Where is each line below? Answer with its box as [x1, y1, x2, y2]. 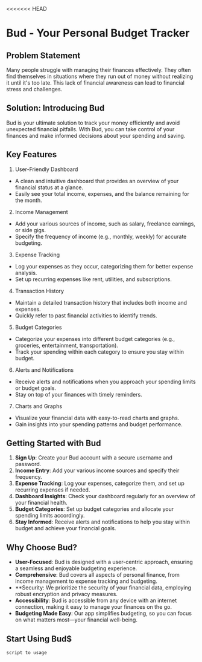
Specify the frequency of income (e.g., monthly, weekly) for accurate [14, 233, 187, 240]
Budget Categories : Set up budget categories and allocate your [14, 505, 174, 513]
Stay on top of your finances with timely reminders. [14, 391, 143, 398]
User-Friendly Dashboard [14, 166, 78, 173]
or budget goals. [14, 384, 56, 392]
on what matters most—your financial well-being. [14, 616, 137, 623]
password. [14, 461, 42, 468]
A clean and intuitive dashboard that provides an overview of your [14, 177, 179, 184]
